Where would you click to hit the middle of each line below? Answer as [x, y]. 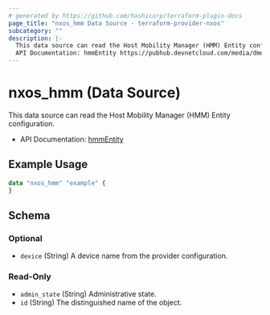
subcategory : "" [35, 31]
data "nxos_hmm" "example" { [57, 183]
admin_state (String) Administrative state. [88, 294]
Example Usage [48, 164]
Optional [25, 238]
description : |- [35, 38]
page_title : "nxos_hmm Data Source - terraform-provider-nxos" [117, 23]
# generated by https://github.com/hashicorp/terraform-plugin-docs [125, 16]
